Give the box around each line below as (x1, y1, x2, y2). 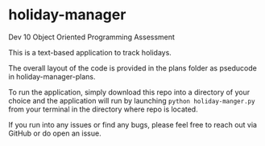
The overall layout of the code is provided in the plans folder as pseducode (8, 63, 258, 73)
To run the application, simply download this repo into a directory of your (8, 87, 251, 97)
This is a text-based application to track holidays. (8, 47, 172, 57)
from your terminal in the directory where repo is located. (8, 104, 199, 114)
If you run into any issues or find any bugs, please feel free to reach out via (8, 120, 258, 129)
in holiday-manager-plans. (8, 71, 96, 81)
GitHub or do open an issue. (8, 128, 102, 138)
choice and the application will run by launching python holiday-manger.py (8, 95, 255, 105)
